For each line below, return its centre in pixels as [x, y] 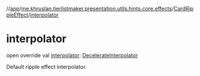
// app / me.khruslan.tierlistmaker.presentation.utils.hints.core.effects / [90, 9]
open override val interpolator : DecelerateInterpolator [72, 55]
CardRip [184, 9]
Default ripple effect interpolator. [46, 66]
